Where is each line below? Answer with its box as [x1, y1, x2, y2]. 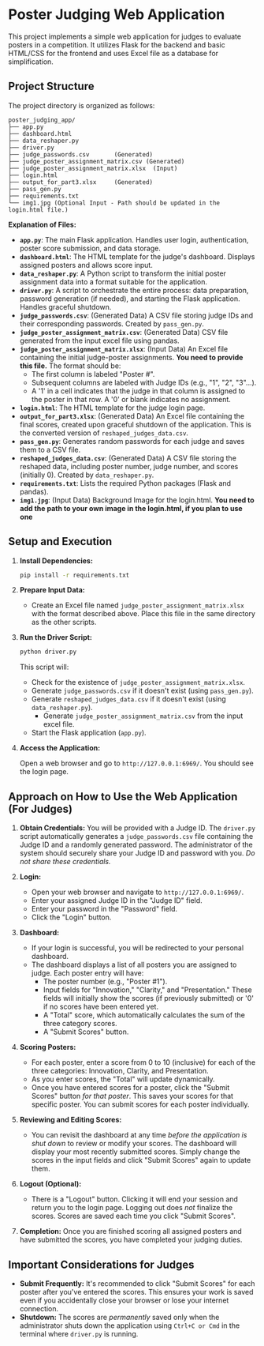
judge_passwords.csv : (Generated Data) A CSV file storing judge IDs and [19, 310, 254, 320]
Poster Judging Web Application [8, 6, 225, 24]
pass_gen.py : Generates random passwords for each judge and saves [19, 436, 245, 446]
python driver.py [19, 648, 77, 656]
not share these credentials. [19, 857, 112, 867]
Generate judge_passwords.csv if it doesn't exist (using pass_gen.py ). [31, 686, 254, 696]
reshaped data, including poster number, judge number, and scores [19, 461, 239, 471]
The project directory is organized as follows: [8, 100, 155, 110]
